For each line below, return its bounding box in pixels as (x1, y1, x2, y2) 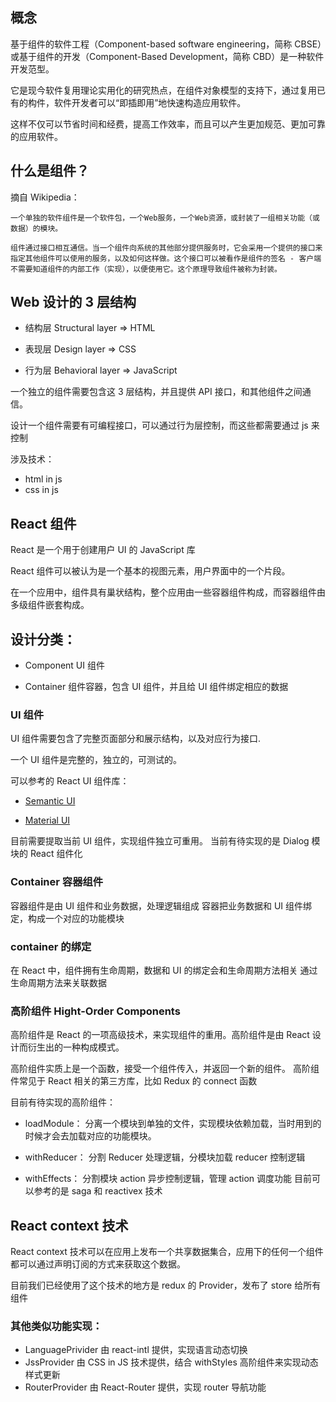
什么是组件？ (10, 163, 90, 180)
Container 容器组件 (10, 875, 104, 889)
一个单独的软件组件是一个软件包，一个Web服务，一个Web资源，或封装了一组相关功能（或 (10, 213, 320, 223)
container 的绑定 (10, 939, 92, 953)
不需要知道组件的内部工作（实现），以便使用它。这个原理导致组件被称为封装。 (10, 264, 283, 274)
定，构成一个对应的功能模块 (10, 912, 125, 924)
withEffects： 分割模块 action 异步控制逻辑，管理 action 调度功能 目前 (24, 1173, 312, 1185)
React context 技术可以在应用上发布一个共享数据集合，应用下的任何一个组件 (10, 1246, 324, 1258)
